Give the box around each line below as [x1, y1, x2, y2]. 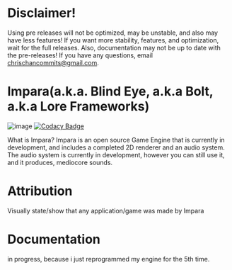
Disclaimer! [7, 5, 76, 21]
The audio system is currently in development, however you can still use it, [7, 150, 225, 159]
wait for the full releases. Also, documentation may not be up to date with [7, 43, 221, 52]
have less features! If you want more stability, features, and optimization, [7, 35, 219, 44]
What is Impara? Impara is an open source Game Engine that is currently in [7, 135, 225, 144]
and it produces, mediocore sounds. [7, 158, 113, 167]
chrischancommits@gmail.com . [7, 58, 99, 67]
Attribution [7, 183, 73, 199]
